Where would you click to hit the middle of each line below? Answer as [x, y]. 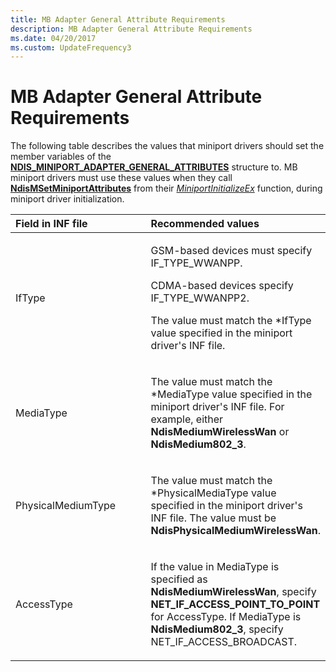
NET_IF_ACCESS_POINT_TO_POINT [235, 604]
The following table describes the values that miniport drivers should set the [167, 146]
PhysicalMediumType [66, 506]
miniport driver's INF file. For [217, 407]
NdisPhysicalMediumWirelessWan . [235, 531]
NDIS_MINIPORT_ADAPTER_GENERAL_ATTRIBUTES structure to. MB [154, 167]
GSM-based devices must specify [231, 251]
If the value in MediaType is [215, 567]
